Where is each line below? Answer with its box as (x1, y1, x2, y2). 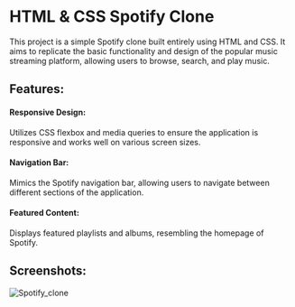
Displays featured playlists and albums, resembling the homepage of (9, 228, 264, 238)
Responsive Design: (9, 107, 87, 117)
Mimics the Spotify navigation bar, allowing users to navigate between (9, 177, 271, 188)
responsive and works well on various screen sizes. (9, 136, 201, 147)
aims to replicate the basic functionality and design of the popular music (9, 45, 278, 56)
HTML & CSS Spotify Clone (9, 6, 215, 27)
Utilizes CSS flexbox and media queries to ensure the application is (9, 126, 259, 137)
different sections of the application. (9, 187, 144, 198)
